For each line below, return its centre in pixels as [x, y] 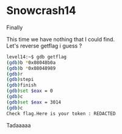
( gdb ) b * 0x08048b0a [31, 62]
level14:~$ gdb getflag [37, 57]
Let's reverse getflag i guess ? [44, 46]
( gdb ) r [15, 74]
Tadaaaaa [19, 125]
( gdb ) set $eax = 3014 [34, 102]
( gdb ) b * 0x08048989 [31, 68]
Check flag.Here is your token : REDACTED [61, 113]
